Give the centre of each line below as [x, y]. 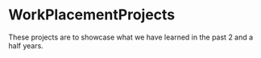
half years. [26, 45]
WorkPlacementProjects [92, 15]
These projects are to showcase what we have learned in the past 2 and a [131, 37]
